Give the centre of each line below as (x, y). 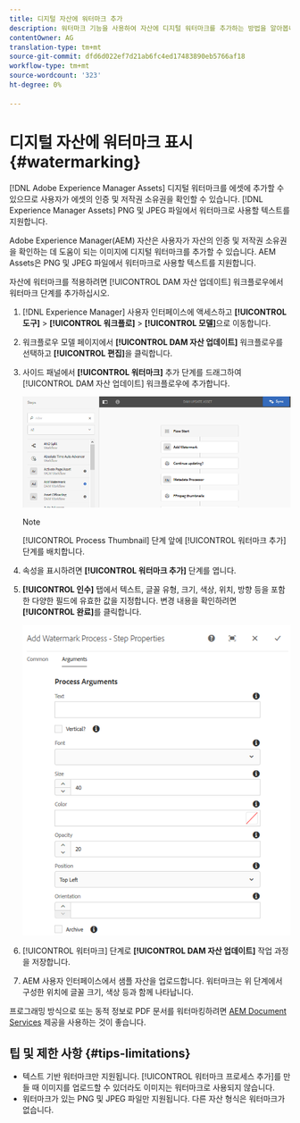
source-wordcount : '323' (55, 76)
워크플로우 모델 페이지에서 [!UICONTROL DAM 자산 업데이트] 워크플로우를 (153, 342)
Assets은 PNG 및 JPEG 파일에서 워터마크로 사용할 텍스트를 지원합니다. (133, 263)
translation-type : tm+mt (55, 47)
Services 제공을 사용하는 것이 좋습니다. (78, 1022)
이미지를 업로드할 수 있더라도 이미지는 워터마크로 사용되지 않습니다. (158, 1088)
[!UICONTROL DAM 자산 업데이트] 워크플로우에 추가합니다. (126, 383)
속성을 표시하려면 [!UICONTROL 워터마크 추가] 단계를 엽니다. (129, 571)
